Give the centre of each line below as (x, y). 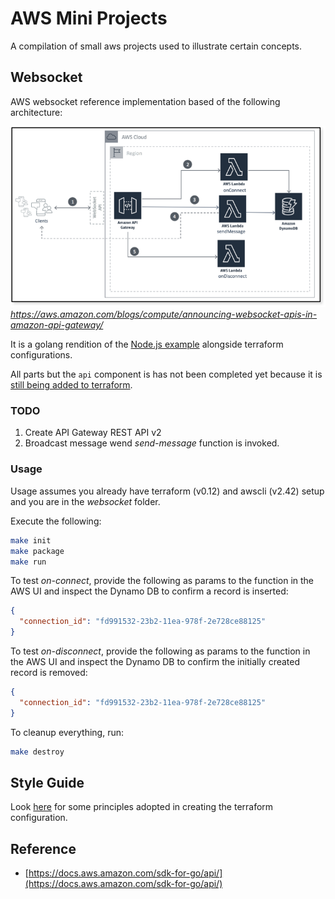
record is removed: (49, 673)
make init (31, 540)
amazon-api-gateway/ (57, 325)
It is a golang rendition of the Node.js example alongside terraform (147, 344)
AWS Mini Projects (89, 18)
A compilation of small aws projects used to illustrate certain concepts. (156, 46)
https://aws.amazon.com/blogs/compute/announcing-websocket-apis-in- (164, 314)
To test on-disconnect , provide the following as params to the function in (160, 651)
